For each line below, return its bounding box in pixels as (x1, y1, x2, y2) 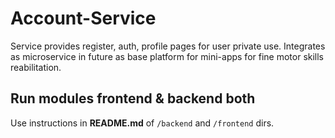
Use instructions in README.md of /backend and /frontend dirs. (10, 117, 275, 129)
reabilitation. (10, 61, 62, 73)
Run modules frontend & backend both (10, 90, 256, 107)
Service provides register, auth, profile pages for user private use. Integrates (10, 40, 326, 52)
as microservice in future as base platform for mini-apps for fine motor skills (10, 50, 325, 62)
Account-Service (10, 7, 157, 30)
